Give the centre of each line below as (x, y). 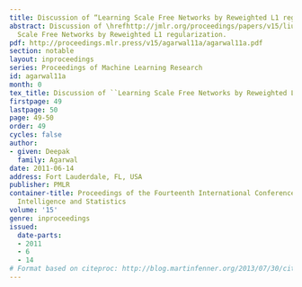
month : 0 (26, 85)
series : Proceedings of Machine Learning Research (106, 68)
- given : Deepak (40, 151)
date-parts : (40, 235)
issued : (24, 227)
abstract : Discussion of (56, 26)
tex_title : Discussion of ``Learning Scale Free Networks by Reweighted (148, 93)
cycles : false (36, 135)
